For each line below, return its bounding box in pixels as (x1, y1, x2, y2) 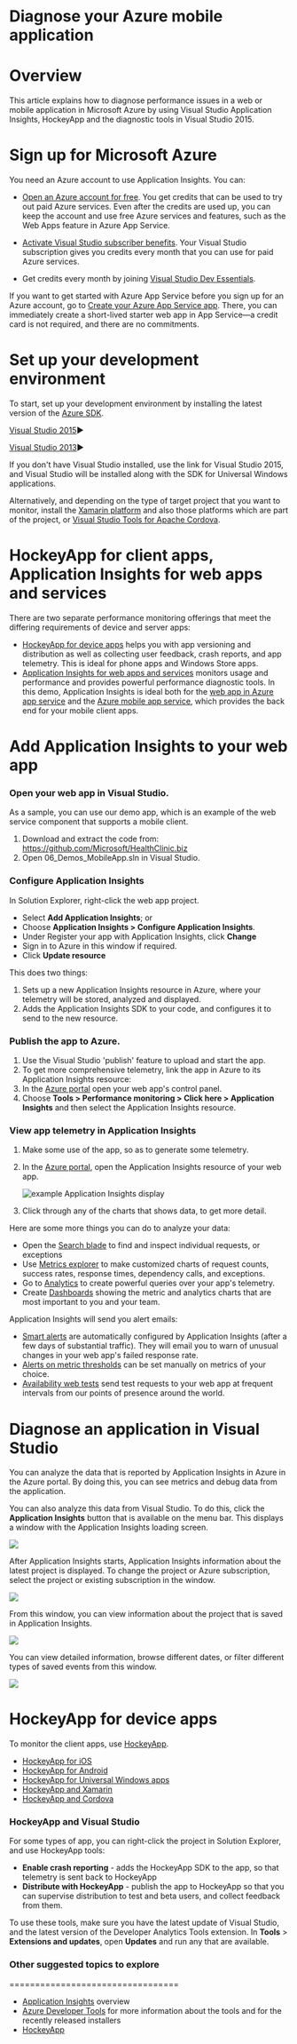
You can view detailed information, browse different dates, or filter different (9, 1652, 285, 1663)
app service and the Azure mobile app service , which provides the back (21, 696, 285, 706)
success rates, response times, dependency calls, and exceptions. (21, 1269, 266, 1279)
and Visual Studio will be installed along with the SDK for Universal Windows (9, 469, 288, 479)
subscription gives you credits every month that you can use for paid (21, 247, 274, 258)
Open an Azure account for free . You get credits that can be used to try (21, 192, 283, 203)
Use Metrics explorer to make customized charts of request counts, (21, 1259, 270, 1269)
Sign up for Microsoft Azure (9, 145, 217, 165)
